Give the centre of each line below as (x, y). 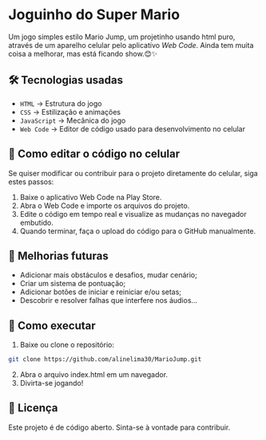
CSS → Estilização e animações (70, 112)
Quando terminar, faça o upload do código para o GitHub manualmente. (138, 231)
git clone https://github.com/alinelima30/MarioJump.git (105, 359)
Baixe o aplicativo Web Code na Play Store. (91, 197)
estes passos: (31, 182)
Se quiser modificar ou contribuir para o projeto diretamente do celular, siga (133, 173)
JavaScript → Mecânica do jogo (73, 120)
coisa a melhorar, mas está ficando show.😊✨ (83, 53)
